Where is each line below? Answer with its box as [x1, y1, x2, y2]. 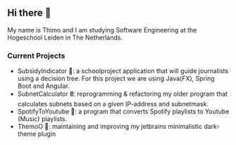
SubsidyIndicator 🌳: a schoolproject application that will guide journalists [17, 67, 229, 75]
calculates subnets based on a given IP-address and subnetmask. [17, 100, 209, 108]
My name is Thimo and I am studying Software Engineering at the [7, 25, 197, 34]
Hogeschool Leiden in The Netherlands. [7, 33, 123, 42]
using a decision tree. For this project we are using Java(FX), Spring [17, 75, 215, 83]
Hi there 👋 [7, 7, 51, 19]
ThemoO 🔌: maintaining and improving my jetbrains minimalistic [17, 122, 203, 131]
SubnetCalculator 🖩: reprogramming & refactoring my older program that [17, 89, 228, 99]
